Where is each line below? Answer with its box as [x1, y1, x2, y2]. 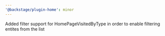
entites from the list [5, 26, 45, 32]
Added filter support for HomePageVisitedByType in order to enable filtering [5, 21, 160, 27]
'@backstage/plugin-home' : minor [5, 7, 74, 12]
